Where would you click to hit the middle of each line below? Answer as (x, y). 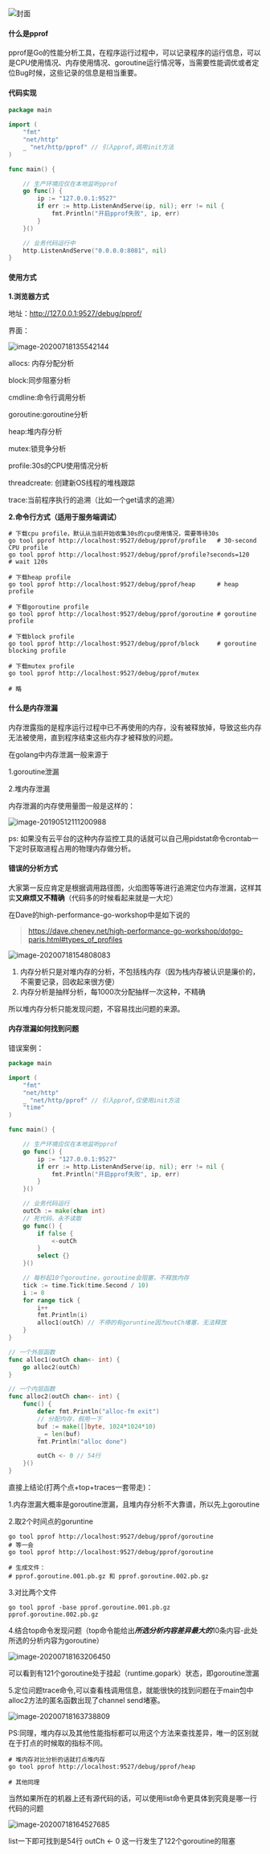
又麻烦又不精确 (40, 897)
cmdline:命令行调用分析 (47, 397)
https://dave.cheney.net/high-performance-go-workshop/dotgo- (135, 931)
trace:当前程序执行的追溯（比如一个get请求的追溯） (94, 500)
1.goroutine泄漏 (34, 771)
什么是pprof (29, 33)
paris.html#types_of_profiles (75, 939)
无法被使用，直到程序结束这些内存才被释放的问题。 (93, 737)
